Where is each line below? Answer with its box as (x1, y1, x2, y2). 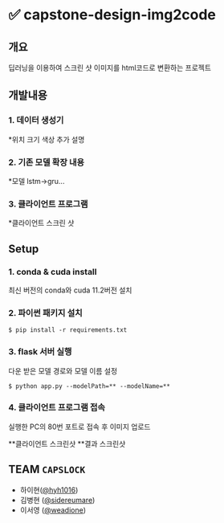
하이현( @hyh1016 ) (19, 484, 79, 495)
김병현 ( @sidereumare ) (19, 495, 96, 505)
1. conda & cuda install (8, 266, 97, 277)
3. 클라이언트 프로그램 (8, 198, 88, 210)
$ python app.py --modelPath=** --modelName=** (8, 382, 171, 390)
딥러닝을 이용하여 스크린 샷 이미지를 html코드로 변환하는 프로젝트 (8, 63, 211, 72)
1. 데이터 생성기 (8, 115, 64, 126)
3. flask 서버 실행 (8, 346, 72, 358)
